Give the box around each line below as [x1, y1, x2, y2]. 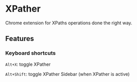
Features [5, 34, 34, 43]
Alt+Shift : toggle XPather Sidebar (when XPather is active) [5, 71, 130, 77]
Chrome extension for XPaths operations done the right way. [5, 20, 132, 26]
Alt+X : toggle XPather [5, 61, 51, 67]
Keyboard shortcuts [5, 50, 56, 57]
